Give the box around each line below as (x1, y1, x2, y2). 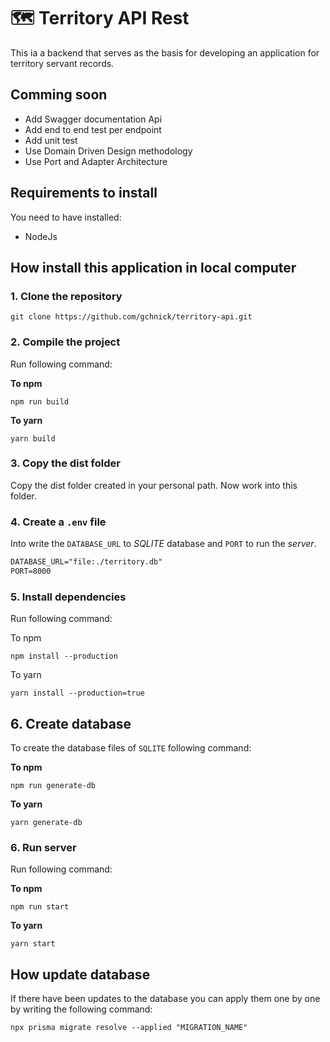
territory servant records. (10, 57, 115, 69)
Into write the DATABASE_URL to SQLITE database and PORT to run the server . (10, 538, 317, 550)
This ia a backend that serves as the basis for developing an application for (10, 46, 320, 59)
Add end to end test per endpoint (24, 123, 162, 135)
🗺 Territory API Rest (10, 7, 190, 30)
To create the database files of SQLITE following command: (10, 742, 252, 754)
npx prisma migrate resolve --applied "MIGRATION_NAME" (10, 1023, 248, 1033)
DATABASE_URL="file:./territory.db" (10, 557, 163, 567)
